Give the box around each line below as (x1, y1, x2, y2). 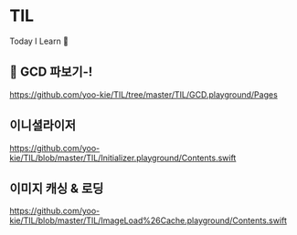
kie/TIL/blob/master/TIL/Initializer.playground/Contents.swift (9, 152, 237, 163)
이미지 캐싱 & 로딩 (9, 180, 104, 196)
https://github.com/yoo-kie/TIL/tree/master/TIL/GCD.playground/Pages (9, 88, 279, 100)
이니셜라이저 (9, 117, 76, 133)
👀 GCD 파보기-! (9, 65, 93, 80)
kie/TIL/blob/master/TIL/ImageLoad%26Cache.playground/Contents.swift (9, 215, 288, 226)
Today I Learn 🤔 (9, 36, 69, 46)
